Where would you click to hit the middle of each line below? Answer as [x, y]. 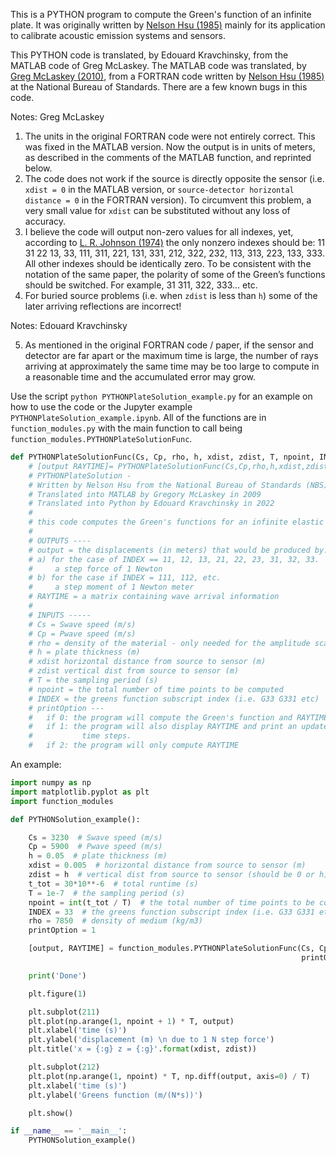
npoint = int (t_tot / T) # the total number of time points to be [171, 902]
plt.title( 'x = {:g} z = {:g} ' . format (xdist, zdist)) [142, 1049]
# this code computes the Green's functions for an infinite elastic [176, 522]
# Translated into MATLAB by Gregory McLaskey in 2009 [145, 494]
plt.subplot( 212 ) [64, 1067]
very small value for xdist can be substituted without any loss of [157, 210]
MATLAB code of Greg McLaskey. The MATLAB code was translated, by [158, 65]
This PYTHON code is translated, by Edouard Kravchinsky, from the [149, 55]
